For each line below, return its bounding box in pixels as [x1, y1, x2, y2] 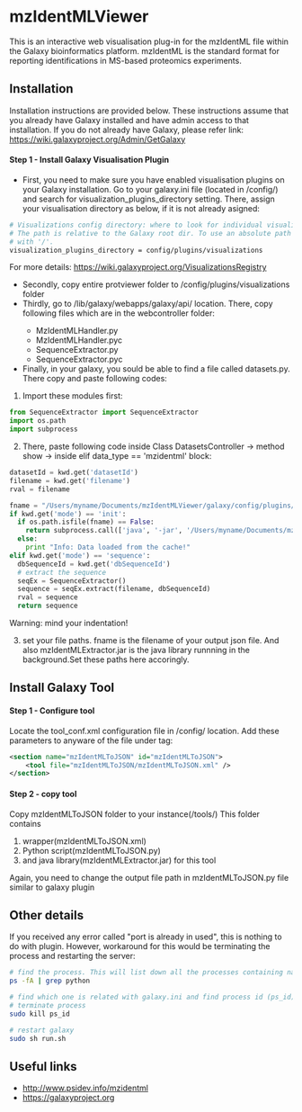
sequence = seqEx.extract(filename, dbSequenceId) [17, 585, 211, 594]
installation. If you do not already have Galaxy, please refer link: [9, 124, 244, 135]
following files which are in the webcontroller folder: [22, 308, 216, 318]
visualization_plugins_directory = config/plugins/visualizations [9, 246, 263, 255]
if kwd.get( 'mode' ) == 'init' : [9, 509, 127, 518]
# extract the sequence [17, 568, 106, 577]
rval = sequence [17, 593, 78, 602]
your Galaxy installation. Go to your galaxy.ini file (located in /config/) [22, 184, 279, 194]
